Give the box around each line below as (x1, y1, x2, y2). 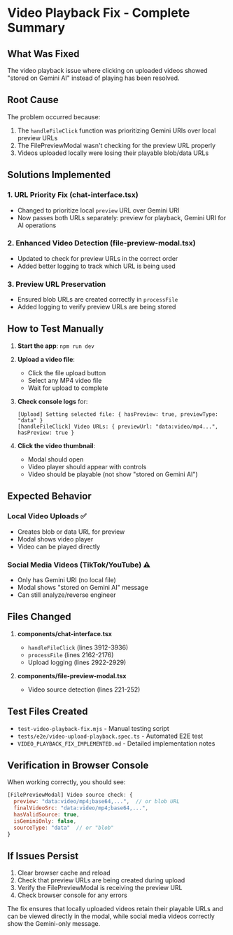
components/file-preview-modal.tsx (17, 671, 127, 680)
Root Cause (7, 94, 59, 106)
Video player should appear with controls (27, 462, 147, 471)
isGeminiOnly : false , (13, 817, 77, 825)
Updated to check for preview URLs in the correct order (17, 254, 178, 262)
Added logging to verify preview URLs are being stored (17, 303, 176, 311)
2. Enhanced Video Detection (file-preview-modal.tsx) (7, 238, 196, 248)
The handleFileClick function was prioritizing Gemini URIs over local (17, 126, 216, 135)
